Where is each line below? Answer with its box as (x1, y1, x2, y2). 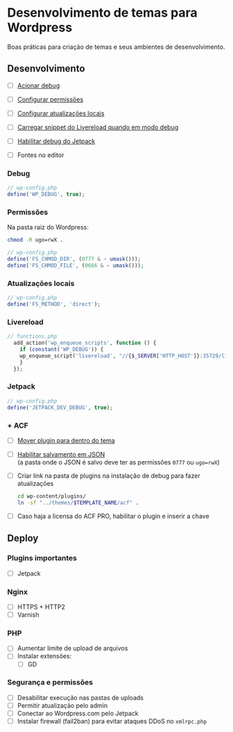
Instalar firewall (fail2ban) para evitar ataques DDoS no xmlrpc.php (17, 717, 207, 726)
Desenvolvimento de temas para (7, 5, 198, 21)
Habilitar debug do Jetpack (17, 137, 96, 145)
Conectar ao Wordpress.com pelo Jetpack (17, 709, 139, 717)
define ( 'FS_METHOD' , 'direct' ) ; (7, 301, 101, 308)
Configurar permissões (17, 95, 84, 104)
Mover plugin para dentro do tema (17, 436, 116, 444)
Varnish (17, 610, 40, 619)
